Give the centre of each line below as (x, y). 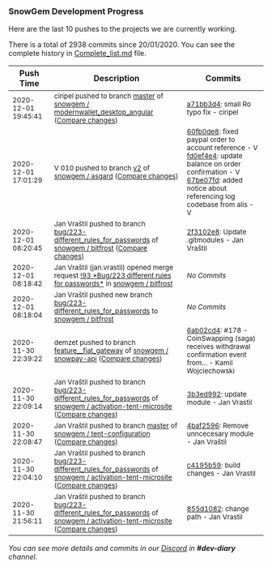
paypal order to (211, 140)
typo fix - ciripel (212, 112)
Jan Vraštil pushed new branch (103, 295)
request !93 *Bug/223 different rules (113, 276)
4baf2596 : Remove (218, 426)
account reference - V (222, 148)
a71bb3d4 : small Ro (219, 104)
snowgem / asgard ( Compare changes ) (116, 176)
